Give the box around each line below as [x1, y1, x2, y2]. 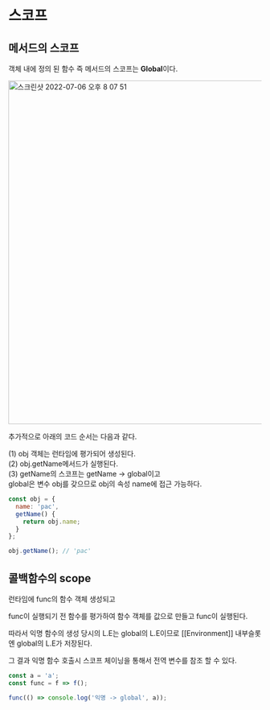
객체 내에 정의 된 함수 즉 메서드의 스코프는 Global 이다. [8, 64, 178, 73]
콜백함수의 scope [8, 572, 92, 585]
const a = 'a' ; [8, 671, 59, 679]
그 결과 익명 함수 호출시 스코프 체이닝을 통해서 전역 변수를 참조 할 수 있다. [8, 655, 237, 665]
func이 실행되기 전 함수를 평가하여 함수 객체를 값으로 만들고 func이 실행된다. [8, 611, 248, 621]
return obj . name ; [22, 518, 81, 526]
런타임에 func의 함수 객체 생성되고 [8, 594, 116, 604]
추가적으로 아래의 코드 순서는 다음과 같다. [8, 431, 137, 441]
